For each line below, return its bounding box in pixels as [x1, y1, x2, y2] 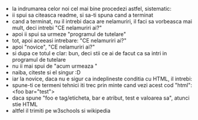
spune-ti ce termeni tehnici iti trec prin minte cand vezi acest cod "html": [11, 82, 193, 89]
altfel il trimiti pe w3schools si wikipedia [11, 107, 111, 114]
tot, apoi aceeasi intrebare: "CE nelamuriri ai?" [11, 37, 127, 44]
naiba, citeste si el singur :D [11, 69, 81, 76]
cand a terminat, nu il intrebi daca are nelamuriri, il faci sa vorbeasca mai [11, 18, 193, 25]
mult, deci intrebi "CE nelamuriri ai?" [11, 24, 102, 31]
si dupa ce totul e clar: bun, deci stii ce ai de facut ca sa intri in [11, 50, 167, 56]
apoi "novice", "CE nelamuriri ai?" [11, 43, 95, 50]
